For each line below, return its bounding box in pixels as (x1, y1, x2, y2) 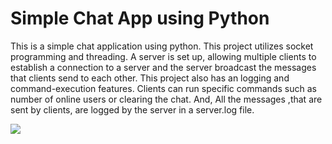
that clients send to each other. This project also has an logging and (10, 72, 290, 84)
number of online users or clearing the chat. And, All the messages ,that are (10, 93, 323, 105)
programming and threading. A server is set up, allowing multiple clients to (10, 50, 317, 62)
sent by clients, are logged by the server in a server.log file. (10, 103, 255, 116)
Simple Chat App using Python (10, 7, 270, 30)
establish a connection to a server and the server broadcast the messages (10, 61, 317, 73)
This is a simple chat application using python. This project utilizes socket (10, 40, 314, 52)
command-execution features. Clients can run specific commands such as (10, 82, 317, 94)
